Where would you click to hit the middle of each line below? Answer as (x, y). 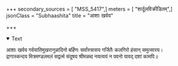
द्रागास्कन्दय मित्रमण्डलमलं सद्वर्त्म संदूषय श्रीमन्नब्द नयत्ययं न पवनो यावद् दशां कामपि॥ (82, 56)
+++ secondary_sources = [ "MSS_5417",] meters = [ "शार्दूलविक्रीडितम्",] (89, 9)
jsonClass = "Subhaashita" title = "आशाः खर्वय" (60, 15)
